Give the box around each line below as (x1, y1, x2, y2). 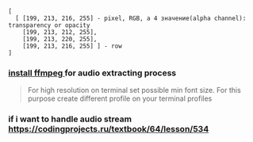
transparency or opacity (8, 21, 90, 29)
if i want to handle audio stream (8, 113, 132, 125)
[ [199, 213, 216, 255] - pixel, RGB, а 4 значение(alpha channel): (15, 14, 247, 22)
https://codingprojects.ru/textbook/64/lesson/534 (8, 124, 209, 135)
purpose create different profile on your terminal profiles (27, 94, 213, 103)
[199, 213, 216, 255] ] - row (22, 42, 123, 50)
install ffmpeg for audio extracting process (8, 67, 177, 79)
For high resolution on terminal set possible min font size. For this (27, 86, 242, 95)
